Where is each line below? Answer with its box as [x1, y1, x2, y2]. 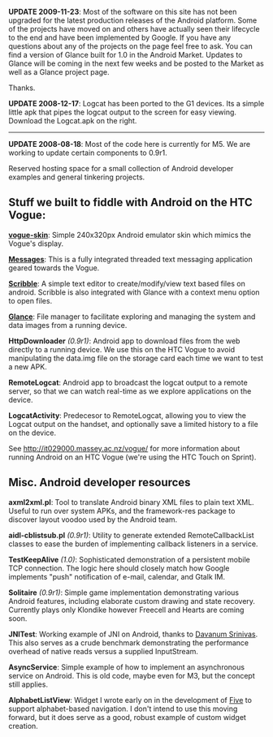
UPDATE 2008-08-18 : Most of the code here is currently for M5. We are [8, 140, 250, 149]
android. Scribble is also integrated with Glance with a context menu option [8, 287, 260, 297]
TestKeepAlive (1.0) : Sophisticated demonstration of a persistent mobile [8, 554, 250, 564]
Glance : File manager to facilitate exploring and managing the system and [8, 312, 256, 321]
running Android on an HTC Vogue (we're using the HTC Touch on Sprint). [8, 452, 257, 462]
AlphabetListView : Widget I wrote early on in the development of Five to [8, 695, 252, 705]
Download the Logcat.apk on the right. [8, 116, 137, 125]
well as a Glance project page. [8, 67, 110, 76]
